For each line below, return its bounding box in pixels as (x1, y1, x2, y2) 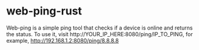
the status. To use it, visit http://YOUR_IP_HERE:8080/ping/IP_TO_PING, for (6, 30, 193, 37)
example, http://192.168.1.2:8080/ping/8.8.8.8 (6, 37, 120, 44)
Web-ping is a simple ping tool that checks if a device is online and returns (6, 24, 193, 31)
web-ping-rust (6, 4, 83, 18)
